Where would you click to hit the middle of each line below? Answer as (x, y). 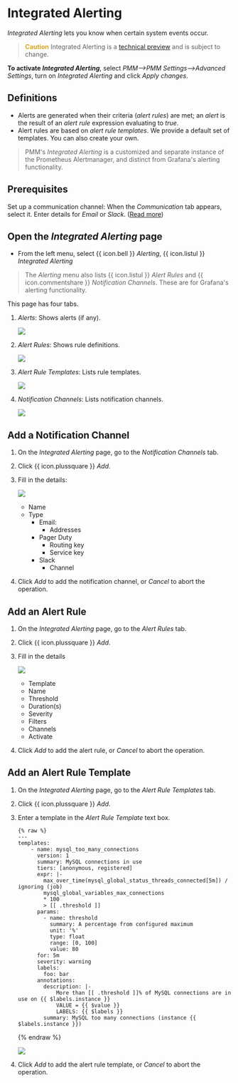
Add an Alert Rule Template (69, 773)
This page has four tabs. (43, 304)
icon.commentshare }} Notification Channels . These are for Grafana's (126, 282)
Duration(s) (45, 706)
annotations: (56, 980)
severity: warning (64, 961)
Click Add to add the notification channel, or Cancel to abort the (111, 582)
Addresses (65, 530)
